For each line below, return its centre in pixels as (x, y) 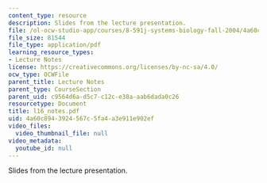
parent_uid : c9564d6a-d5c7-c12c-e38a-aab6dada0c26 (94, 97)
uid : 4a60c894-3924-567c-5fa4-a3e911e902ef (81, 119)
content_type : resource (48, 15)
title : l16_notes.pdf (44, 112)
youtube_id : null (44, 148)
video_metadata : (35, 141)
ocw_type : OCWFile (39, 74)
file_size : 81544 (37, 38)
